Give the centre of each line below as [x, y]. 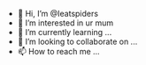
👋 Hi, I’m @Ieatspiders [58, 14]
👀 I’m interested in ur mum [65, 23]
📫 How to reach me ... [58, 51]
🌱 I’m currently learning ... [65, 32]
